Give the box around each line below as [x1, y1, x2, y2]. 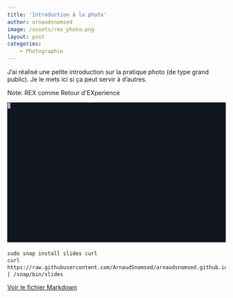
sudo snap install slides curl [7, 250, 98, 257]
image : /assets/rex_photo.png [7, 26, 95, 33]
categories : [7, 40, 42, 48]
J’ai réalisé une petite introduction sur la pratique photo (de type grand [7, 68, 209, 76]
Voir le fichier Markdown [7, 283, 78, 291]
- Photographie [19, 48, 64, 55]
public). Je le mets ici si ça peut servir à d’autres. [7, 75, 147, 83]
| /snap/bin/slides [7, 271, 64, 278]
